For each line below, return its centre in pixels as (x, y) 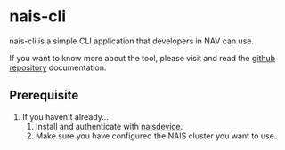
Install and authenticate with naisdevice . (109, 126)
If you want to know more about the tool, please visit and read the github (142, 58)
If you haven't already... (65, 116)
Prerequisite (44, 95)
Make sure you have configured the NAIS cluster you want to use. (156, 136)
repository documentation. (58, 67)
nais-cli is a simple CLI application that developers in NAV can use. (131, 41)
